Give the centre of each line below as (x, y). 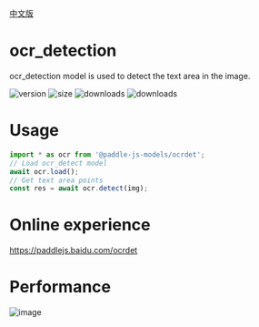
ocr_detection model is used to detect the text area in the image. (130, 76)
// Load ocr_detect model (58, 163)
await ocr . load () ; (44, 171)
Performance (60, 287)
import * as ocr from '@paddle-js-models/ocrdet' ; (107, 154)
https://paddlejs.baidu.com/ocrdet (74, 250)
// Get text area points (56, 180)
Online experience (80, 225)
